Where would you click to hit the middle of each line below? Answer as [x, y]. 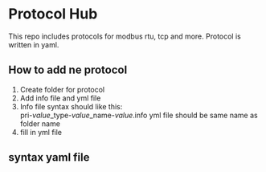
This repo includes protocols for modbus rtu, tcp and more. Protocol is [125, 36]
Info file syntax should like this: [71, 106]
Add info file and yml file [60, 98]
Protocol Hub [53, 14]
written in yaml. [34, 44]
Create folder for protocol [62, 89]
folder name [40, 123]
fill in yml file [41, 132]
